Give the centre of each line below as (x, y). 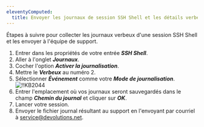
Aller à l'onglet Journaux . (47, 59)
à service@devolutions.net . (49, 117)
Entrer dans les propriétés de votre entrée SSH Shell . (81, 53)
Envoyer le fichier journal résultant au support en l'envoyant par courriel (105, 111)
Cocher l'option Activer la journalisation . (67, 66)
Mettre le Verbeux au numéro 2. (55, 72)
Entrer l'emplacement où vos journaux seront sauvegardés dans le (98, 91)
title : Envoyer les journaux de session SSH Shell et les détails (97, 18)
